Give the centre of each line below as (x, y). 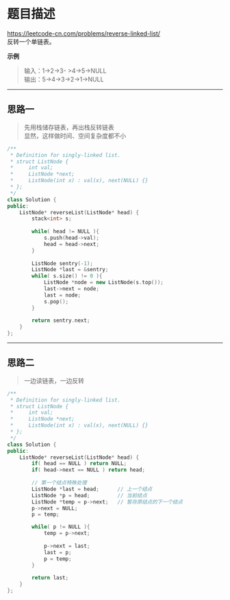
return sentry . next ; (61, 321)
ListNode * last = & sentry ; (70, 270)
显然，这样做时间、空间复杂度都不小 (75, 136)
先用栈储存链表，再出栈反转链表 (69, 127)
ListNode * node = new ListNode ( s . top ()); (104, 283)
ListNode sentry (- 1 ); (63, 263)
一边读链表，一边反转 (54, 380)
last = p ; (57, 552)
